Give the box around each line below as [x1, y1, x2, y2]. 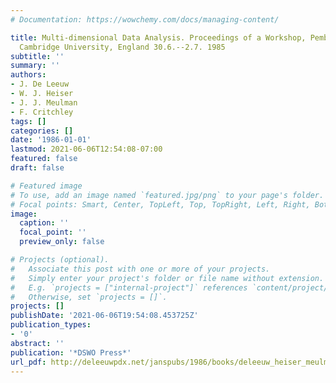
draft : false [10, 163, 65, 173]
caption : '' [19, 218, 70, 228]
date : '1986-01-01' [10, 135, 92, 145]
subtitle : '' [10, 51, 65, 61]
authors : [10, 70, 47, 80]
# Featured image [10, 181, 83, 191]
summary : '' [10, 61, 60, 71]
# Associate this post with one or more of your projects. [10, 264, 271, 274]
